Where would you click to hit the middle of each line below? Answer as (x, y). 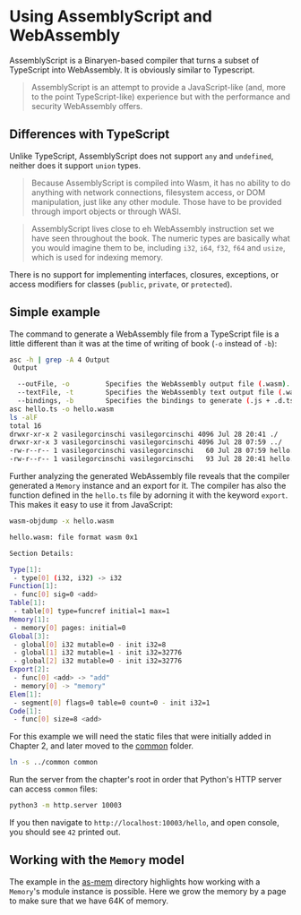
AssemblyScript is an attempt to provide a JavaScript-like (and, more (159, 87)
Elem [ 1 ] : (26, 694)
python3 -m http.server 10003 (66, 806)
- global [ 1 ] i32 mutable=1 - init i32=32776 (97, 653)
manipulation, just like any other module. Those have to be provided (156, 201)
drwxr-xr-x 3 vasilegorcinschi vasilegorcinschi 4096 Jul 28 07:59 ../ (146, 442)
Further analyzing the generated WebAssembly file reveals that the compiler (150, 476)
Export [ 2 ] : (30, 670)
